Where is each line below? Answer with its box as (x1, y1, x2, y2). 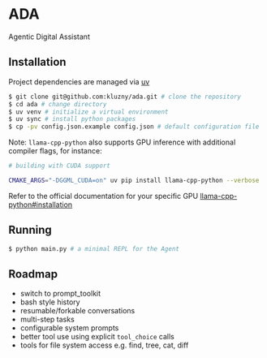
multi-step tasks (19, 314, 75, 325)
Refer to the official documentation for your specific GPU (8, 191, 199, 201)
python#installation (8, 200, 73, 209)
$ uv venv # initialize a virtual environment (8, 107, 169, 116)
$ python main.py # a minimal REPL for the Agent (8, 244, 180, 252)
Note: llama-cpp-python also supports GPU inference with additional (8, 137, 236, 147)
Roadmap (8, 267, 58, 281)
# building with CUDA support (8, 162, 111, 170)
